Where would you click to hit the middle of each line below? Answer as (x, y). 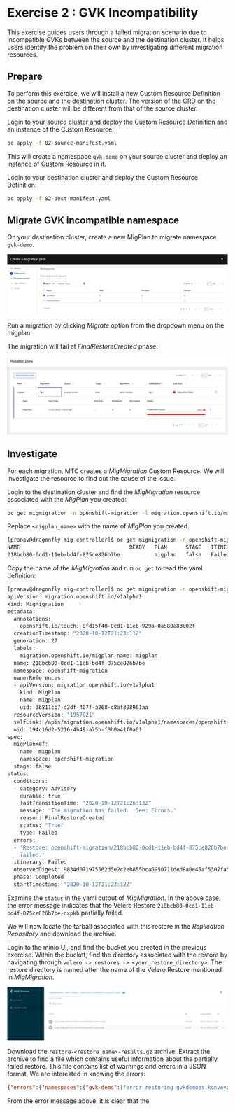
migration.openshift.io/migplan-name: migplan (89, 656)
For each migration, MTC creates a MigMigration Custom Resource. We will (116, 471)
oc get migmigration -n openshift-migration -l (78, 513)
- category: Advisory (45, 789)
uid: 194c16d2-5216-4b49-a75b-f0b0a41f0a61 (78, 729)
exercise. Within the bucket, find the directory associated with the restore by (117, 955)
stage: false (33, 767)
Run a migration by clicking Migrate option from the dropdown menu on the (116, 325)
